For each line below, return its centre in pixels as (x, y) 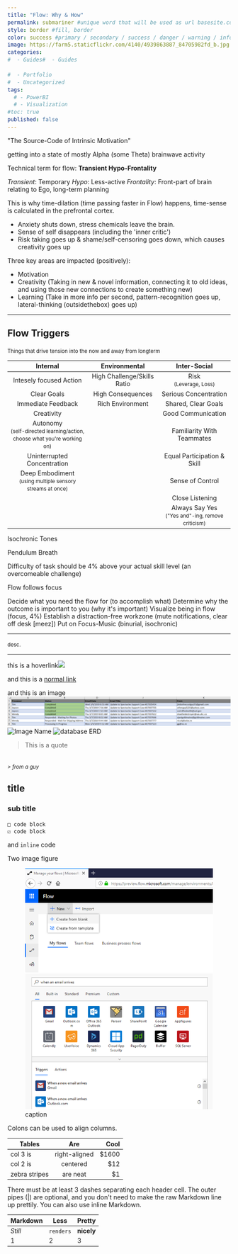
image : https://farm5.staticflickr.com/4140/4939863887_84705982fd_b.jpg (119, 45)
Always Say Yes (194, 508)
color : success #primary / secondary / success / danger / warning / (112, 38)
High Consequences (123, 394)
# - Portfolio (30, 74)
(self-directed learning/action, (47, 431)
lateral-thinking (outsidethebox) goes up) (78, 304)
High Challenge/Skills (123, 376)
